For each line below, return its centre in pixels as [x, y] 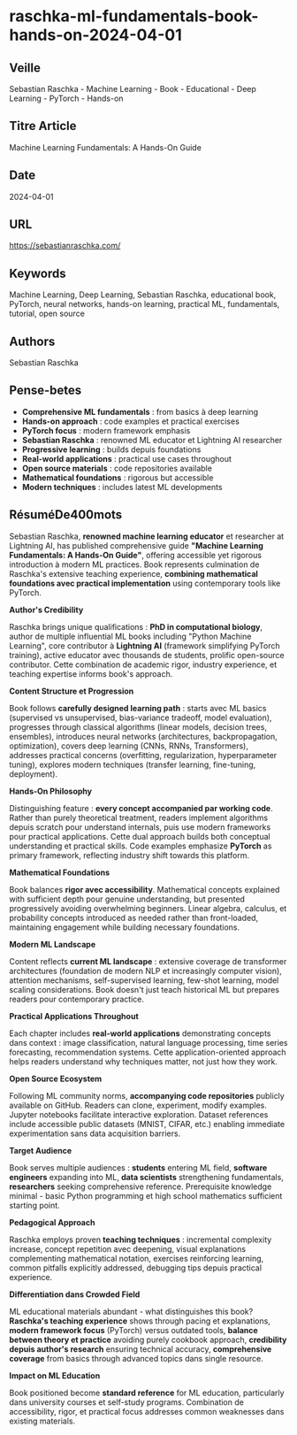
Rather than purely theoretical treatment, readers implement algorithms [138, 817]
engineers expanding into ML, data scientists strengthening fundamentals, [147, 1177]
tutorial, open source [47, 314]
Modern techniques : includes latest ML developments [122, 487]
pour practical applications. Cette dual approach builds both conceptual [140, 836]
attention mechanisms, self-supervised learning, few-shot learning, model [144, 980]
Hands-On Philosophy [51, 791]
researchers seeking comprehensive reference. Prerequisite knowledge [141, 1186]
